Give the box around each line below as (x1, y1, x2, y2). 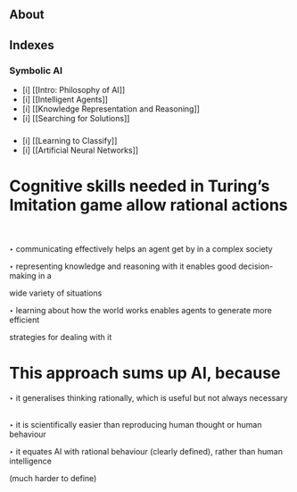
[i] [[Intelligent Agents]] (21, 94, 109, 105)
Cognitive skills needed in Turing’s (9, 176, 270, 196)
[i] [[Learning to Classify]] (21, 136, 118, 146)
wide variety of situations (9, 288, 103, 298)
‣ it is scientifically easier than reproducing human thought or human (9, 419, 262, 429)
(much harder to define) (9, 472, 97, 483)
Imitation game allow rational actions (9, 196, 288, 215)
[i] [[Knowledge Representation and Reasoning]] (21, 104, 201, 114)
